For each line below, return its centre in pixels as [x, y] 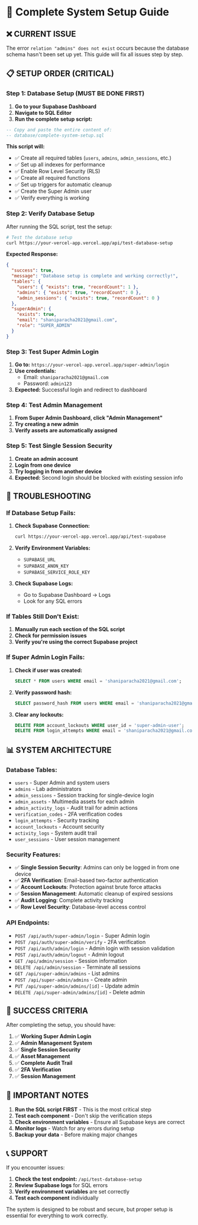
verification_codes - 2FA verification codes [69, 814]
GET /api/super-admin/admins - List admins [67, 973]
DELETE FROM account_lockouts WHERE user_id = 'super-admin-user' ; [100, 725]
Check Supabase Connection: [52, 526]
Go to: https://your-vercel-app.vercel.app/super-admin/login [92, 365]
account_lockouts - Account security [59, 826]
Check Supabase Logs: [44, 584]
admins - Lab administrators [48, 788]
